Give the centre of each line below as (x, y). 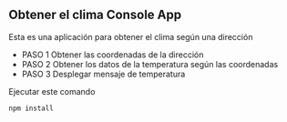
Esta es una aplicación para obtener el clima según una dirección (131, 36)
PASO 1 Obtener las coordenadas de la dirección (113, 55)
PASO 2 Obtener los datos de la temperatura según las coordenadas (150, 64)
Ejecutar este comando (52, 91)
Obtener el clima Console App (95, 15)
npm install (31, 108)
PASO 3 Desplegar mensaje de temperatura (103, 74)
